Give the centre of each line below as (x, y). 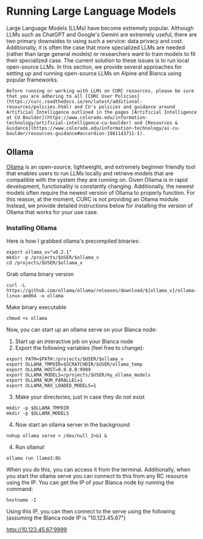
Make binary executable (36, 307)
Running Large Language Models (91, 11)
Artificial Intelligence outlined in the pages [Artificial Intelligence (102, 112)
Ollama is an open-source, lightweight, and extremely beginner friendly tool (101, 167)
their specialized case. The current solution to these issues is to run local (98, 60)
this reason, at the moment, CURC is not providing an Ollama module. (93, 199)
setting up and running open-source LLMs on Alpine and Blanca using (94, 73)
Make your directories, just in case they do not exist (80, 397)
